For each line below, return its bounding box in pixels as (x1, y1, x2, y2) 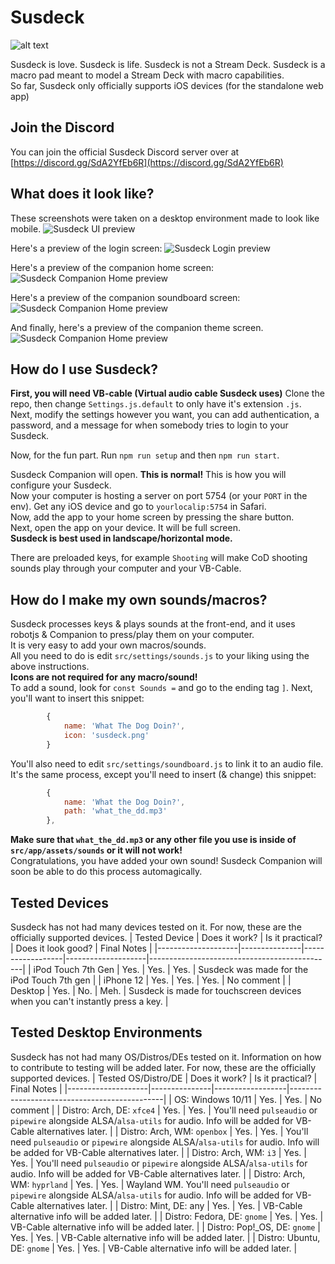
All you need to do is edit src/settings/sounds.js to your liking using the (10, 650, 310, 662)
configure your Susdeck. (10, 479, 112, 491)
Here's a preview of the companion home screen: (10, 261, 215, 273)
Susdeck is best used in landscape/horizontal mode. (10, 532, 233, 545)
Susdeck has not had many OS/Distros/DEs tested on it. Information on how (10, 1051, 322, 1063)
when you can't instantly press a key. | (10, 996, 169, 1007)
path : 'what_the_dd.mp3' (63, 806, 168, 816)
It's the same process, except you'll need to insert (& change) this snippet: (10, 768, 317, 780)
